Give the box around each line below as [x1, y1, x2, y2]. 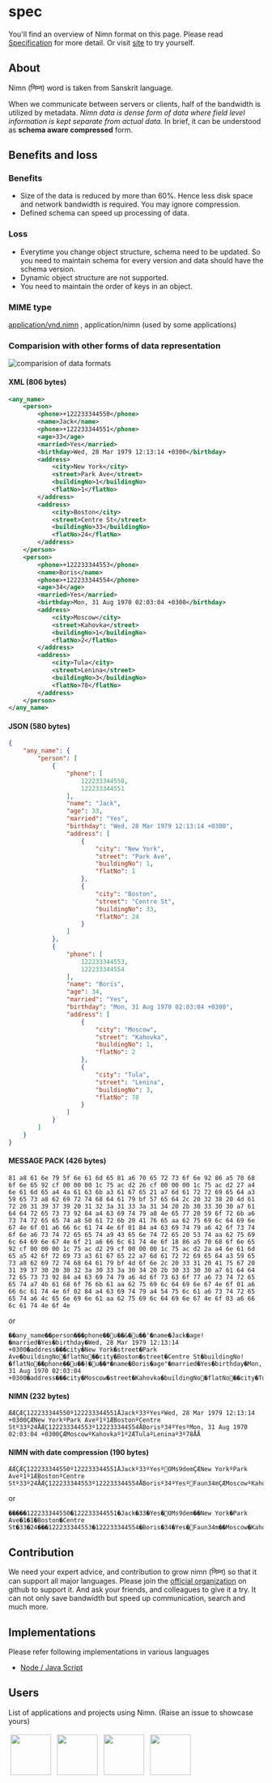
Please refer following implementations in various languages [8, 1647, 210, 1657]
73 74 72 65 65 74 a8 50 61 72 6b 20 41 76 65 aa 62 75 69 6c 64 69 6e [8, 1216, 255, 1225]
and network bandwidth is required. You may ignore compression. [19, 199, 240, 209]
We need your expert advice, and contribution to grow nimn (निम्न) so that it [8, 1567, 257, 1577]
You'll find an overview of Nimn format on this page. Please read [8, 29, 223, 39]
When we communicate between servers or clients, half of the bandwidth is [8, 99, 261, 109]
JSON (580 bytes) [8, 721, 70, 731]
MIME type [8, 301, 53, 313]
